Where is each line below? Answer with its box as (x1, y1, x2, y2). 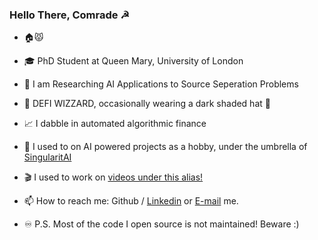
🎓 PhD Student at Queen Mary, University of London (23, 55, 244, 67)
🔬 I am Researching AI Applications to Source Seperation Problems (23, 78, 299, 90)
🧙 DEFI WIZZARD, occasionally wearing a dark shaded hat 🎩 (23, 98, 271, 110)
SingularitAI (23, 151, 72, 163)
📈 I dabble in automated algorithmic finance (23, 118, 207, 130)
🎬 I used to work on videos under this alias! (23, 171, 204, 183)
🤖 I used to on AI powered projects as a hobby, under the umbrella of (23, 141, 308, 153)
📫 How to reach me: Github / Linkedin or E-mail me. (23, 195, 239, 207)
